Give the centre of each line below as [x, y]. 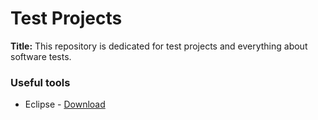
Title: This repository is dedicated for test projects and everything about [159, 46]
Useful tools [40, 82]
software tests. [41, 56]
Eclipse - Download [65, 104]
